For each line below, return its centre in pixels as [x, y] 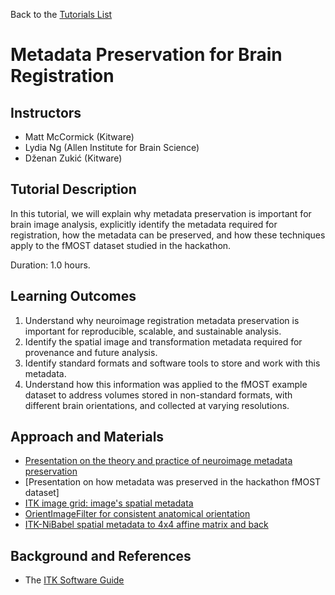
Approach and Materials [87, 437]
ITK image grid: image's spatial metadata [109, 503]
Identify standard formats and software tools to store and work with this [172, 363]
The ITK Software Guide [74, 580]
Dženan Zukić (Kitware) [73, 158]
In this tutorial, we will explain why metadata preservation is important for [161, 213]
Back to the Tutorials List [61, 14]
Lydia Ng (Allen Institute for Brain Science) [112, 147]
